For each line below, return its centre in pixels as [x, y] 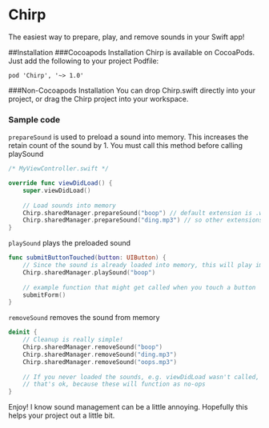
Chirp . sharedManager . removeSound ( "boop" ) [92, 347]
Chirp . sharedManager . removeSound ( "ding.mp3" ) [100, 354]
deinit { [23, 332]
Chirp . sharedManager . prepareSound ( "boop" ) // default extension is [137, 213]
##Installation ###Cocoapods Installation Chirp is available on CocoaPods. [132, 52]
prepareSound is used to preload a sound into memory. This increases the [128, 137]
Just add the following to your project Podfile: [84, 61]
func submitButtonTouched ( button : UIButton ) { [87, 258]
